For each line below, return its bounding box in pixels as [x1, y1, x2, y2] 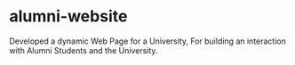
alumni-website [9, 6, 128, 27]
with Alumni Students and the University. [9, 45, 158, 55]
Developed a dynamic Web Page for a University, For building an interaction [9, 36, 286, 46]
